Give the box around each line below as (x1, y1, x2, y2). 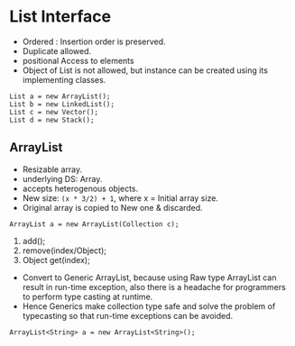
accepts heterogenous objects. (22, 183, 139, 194)
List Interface (9, 6, 111, 27)
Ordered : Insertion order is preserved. (22, 36, 166, 47)
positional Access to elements (22, 55, 134, 66)
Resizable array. (22, 164, 83, 175)
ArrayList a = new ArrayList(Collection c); (9, 219, 180, 229)
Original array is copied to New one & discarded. (22, 202, 203, 213)
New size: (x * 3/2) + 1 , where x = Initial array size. (22, 192, 219, 204)
